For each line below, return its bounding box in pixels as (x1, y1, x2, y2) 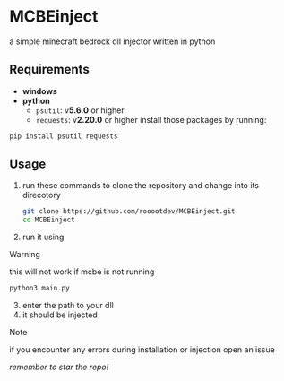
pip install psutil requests (9, 132, 118, 141)
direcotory (22, 190, 61, 201)
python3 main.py (9, 284, 70, 293)
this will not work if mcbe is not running (9, 266, 155, 277)
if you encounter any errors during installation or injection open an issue (9, 344, 275, 355)
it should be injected (22, 309, 99, 320)
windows (22, 85, 58, 96)
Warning (9, 249, 40, 260)
